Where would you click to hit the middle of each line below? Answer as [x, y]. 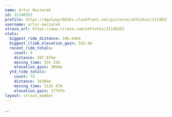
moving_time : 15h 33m [37, 62]
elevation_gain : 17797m [40, 91]
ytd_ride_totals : [28, 72]
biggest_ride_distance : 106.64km [45, 39]
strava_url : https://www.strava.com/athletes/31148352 [65, 29]
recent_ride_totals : [31, 48]
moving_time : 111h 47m [38, 86]
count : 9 [23, 53]
